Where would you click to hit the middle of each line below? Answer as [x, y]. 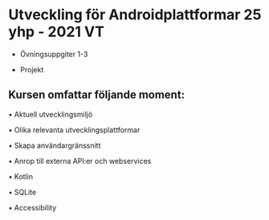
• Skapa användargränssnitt [55, 145]
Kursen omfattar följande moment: [97, 95]
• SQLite [22, 192]
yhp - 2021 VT [56, 32]
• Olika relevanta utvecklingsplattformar [74, 129]
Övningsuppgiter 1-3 [54, 54]
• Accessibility [33, 207]
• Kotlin [21, 176]
